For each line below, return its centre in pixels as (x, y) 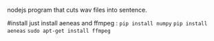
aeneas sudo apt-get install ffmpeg (59, 31)
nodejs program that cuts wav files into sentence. (77, 10)
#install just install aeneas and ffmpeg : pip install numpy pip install (107, 23)
